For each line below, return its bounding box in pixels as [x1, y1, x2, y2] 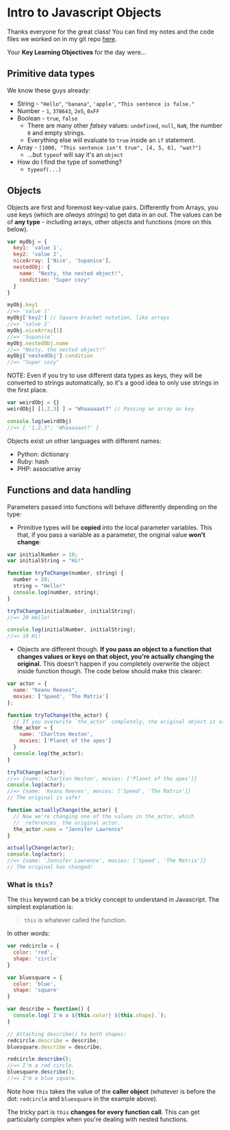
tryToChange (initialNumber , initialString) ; [7, 608, 136, 614]
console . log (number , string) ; [13, 588, 99, 596]
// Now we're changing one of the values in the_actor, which [13, 813, 194, 820]
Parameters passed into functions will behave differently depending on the [7, 503, 218, 511]
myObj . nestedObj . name [7, 339, 69, 347]
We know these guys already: [7, 86, 91, 94]
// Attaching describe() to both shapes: [7, 1031, 127, 1037]
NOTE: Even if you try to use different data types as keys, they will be [7, 372, 203, 380]
